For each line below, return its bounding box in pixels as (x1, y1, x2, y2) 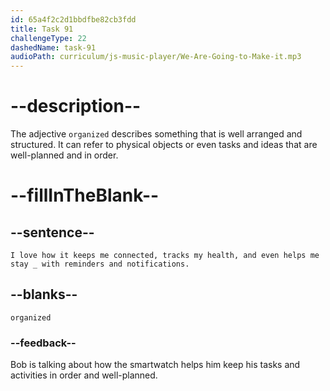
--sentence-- (10, 224, 95, 241)
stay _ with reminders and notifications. (10, 259, 190, 270)
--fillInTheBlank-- (10, 184, 160, 207)
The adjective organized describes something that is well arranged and (10, 128, 303, 140)
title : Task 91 (10, 24, 74, 34)
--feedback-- (10, 336, 77, 350)
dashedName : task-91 (10, 42, 97, 53)
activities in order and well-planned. (10, 369, 158, 381)
